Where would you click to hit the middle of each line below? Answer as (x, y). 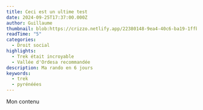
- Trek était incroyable (43, 57)
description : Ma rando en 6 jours (50, 68)
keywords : (19, 73)
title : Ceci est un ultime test (47, 12)
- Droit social (31, 46)
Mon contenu (23, 102)
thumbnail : (20, 29)
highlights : (21, 51)
